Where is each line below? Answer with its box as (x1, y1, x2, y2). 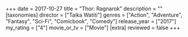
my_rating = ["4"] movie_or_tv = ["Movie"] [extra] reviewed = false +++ (5, 24, 180, 31)
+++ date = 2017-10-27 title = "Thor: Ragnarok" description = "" (5, 5, 163, 12)
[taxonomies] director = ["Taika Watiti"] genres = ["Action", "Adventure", (5, 11, 183, 18)
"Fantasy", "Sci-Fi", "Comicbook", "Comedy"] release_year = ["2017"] (5, 18, 177, 24)
